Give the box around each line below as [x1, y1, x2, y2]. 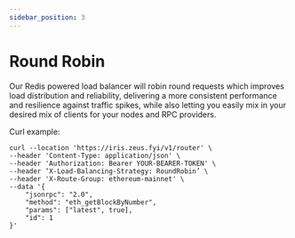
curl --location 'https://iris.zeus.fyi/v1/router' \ [9, 143, 213, 152]
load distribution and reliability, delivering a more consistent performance [9, 90, 277, 100]
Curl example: [9, 126, 60, 137]
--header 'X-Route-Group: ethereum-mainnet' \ [9, 174, 185, 183]
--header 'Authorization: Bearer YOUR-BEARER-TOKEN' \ [9, 159, 217, 168]
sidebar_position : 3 [9, 12, 86, 22]
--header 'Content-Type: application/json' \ [9, 151, 180, 160]
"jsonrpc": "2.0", [25, 190, 93, 199]
